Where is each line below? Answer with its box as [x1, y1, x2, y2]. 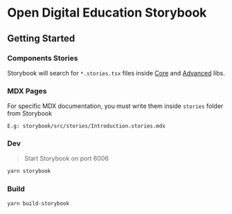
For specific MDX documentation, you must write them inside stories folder [7, 102, 224, 110]
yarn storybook [7, 168, 51, 175]
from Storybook [7, 109, 53, 118]
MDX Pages [7, 86, 47, 96]
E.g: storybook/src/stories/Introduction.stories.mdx [7, 123, 166, 130]
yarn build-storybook [7, 199, 70, 207]
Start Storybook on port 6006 [24, 154, 109, 163]
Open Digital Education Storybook [7, 5, 207, 21]
